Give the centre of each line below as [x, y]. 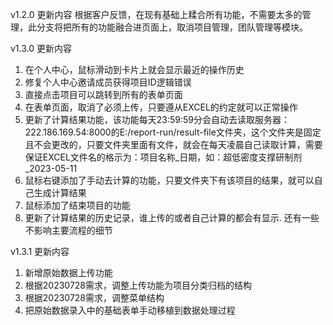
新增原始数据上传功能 [68, 272]
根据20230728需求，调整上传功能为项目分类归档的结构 [138, 285]
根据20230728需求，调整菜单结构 [94, 297]
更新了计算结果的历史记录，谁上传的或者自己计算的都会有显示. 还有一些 [172, 217]
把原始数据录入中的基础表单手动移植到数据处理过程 [130, 310]
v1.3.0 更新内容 [41, 48]
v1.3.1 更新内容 [40, 251]
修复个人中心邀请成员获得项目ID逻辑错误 [108, 82]
